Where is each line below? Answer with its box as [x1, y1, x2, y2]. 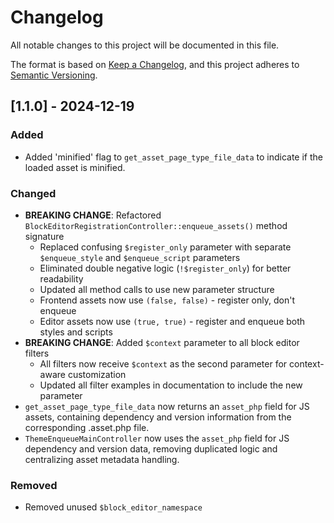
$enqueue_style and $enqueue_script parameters [39, 251, 241, 263]
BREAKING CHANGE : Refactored [24, 209, 162, 221]
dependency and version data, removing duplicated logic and [24, 442, 278, 455]
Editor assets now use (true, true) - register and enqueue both [39, 315, 306, 327]
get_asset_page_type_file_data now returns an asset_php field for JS [24, 400, 310, 412]
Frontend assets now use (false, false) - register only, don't [39, 294, 295, 306]
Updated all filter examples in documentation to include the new [39, 379, 303, 391]
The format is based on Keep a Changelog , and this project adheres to [10, 58, 300, 70]
